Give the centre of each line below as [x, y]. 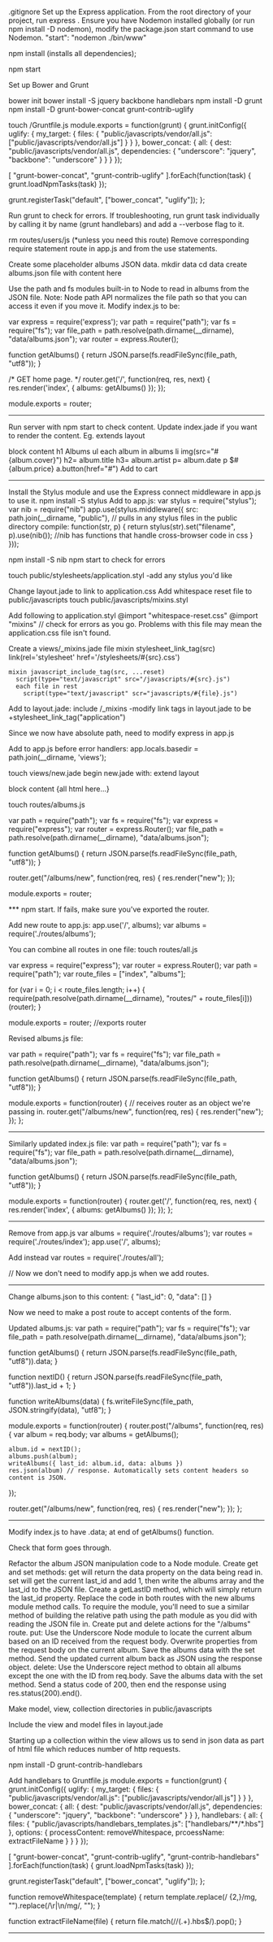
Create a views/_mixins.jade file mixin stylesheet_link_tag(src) [112, 649]
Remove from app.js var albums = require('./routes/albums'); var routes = [131, 1233]
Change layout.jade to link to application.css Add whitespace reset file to [130, 591]
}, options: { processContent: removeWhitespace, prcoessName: [117, 1832]
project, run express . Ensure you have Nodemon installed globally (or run [132, 20]
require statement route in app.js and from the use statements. [113, 248]
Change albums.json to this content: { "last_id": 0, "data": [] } [110, 1297]
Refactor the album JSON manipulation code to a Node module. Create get [133, 1563]
